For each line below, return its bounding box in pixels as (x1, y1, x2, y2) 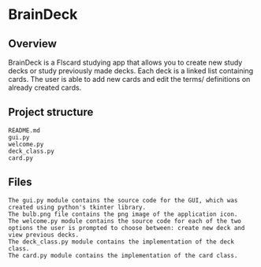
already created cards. (8, 83, 82, 92)
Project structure (8, 106, 94, 119)
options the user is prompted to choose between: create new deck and (8, 224, 245, 232)
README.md (8, 126, 41, 135)
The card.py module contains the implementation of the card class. (8, 251, 238, 259)
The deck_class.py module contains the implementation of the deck (8, 238, 235, 246)
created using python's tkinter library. (8, 203, 147, 211)
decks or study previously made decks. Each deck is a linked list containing (8, 66, 254, 76)
